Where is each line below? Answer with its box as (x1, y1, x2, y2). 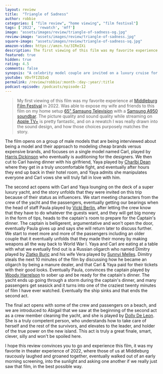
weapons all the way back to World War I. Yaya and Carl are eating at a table (5, 241, 158, 247)
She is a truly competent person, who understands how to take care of (5, 317, 147, 323)
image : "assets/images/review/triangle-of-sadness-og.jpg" (5, 30, 127, 35)
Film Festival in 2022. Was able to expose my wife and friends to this (17, 103, 155, 109)
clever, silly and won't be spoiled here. (5, 333, 82, 339)
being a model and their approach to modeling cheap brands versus (5, 143, 142, 149)
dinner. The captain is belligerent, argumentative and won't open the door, (5, 220, 154, 226)
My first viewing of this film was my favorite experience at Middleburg (17, 98, 157, 103)
